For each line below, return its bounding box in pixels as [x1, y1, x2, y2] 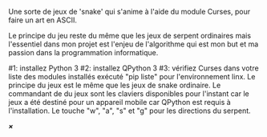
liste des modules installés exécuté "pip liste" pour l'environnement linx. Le [8, 72, 256, 81]
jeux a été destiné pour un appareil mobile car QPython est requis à [8, 98, 231, 107]
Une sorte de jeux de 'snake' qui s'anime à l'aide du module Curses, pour [8, 7, 251, 16]
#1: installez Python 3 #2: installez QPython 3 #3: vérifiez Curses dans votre [8, 63, 259, 73]
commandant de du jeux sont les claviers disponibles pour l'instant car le [8, 89, 250, 99]
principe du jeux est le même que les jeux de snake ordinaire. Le [8, 80, 221, 90]
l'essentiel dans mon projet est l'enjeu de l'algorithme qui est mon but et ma [8, 39, 259, 49]
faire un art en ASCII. [8, 15, 78, 25]
